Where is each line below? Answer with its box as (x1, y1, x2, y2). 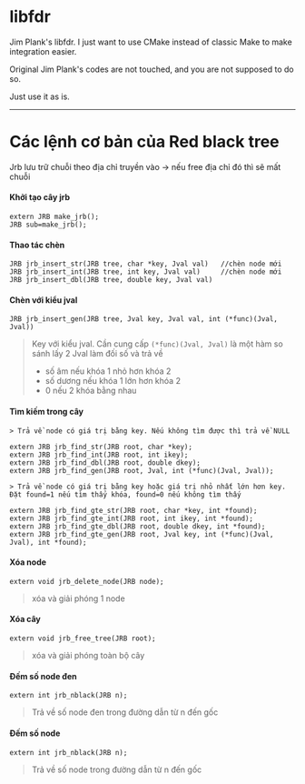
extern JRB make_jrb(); (9, 212, 100, 222)
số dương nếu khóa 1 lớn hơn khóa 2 (44, 376, 182, 387)
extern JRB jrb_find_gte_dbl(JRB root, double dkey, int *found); (9, 521, 266, 531)
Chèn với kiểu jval (9, 294, 78, 306)
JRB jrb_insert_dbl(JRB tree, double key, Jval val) (9, 276, 213, 285)
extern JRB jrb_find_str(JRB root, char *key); (9, 442, 193, 451)
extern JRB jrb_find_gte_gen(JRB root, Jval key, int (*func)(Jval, (9, 529, 274, 538)
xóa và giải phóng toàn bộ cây (31, 650, 145, 661)
